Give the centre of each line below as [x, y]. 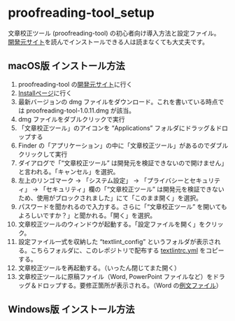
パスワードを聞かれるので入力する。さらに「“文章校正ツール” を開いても [122, 206]
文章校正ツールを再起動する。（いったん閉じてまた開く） [99, 268]
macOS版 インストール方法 [66, 66]
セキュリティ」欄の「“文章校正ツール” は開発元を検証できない [135, 189]
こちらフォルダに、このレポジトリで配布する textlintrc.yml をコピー [127, 250]
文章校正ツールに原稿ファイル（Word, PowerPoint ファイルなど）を [115, 276]
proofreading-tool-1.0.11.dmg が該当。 [81, 110]
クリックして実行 [43, 154]
